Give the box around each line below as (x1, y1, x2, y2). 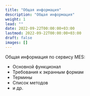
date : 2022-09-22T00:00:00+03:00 (5, 26, 75, 31)
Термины (12, 74, 32, 80)
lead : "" (5, 21, 23, 27)
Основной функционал (12, 63, 61, 69)
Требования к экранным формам (12, 69, 84, 75)
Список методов (12, 79, 48, 85)
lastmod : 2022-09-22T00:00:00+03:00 (5, 31, 81, 36)
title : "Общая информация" (5, 7, 61, 13)
